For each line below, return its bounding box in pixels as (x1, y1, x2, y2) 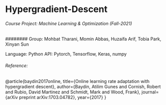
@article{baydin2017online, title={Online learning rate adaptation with (5, 78, 150, 84)
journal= (141, 89, 159, 95)
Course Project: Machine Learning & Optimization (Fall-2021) (5, 20, 132, 26)
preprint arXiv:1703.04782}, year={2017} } (19, 94, 106, 100)
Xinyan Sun (5, 41, 29, 47)
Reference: (5, 62, 28, 68)
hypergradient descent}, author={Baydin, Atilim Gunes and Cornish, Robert (5, 83, 161, 89)
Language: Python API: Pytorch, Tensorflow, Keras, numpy (5, 51, 127, 57)
